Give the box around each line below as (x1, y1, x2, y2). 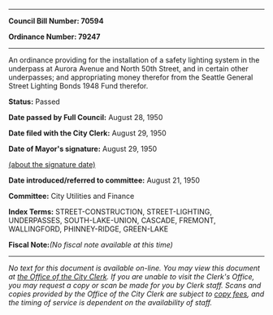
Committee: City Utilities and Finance (8, 192, 135, 201)
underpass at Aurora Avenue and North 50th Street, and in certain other (8, 64, 249, 73)
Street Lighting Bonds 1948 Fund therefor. (8, 81, 149, 90)
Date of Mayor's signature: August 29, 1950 (8, 144, 158, 153)
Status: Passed (8, 97, 61, 106)
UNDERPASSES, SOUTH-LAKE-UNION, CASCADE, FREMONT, (8, 216, 217, 225)
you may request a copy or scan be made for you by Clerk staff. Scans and (8, 281, 262, 290)
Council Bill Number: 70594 (8, 16, 104, 25)
